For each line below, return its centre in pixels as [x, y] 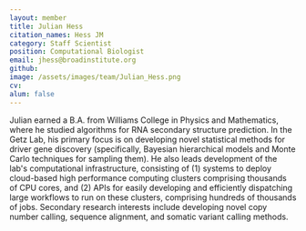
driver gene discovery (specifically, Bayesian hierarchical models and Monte [153, 149]
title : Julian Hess [46, 26]
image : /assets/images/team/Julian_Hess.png [95, 77]
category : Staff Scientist [61, 43]
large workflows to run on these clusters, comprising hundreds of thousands [153, 197]
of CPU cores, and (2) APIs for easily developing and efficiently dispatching [151, 187]
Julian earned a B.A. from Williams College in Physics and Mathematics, [144, 120]
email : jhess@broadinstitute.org [73, 60]
